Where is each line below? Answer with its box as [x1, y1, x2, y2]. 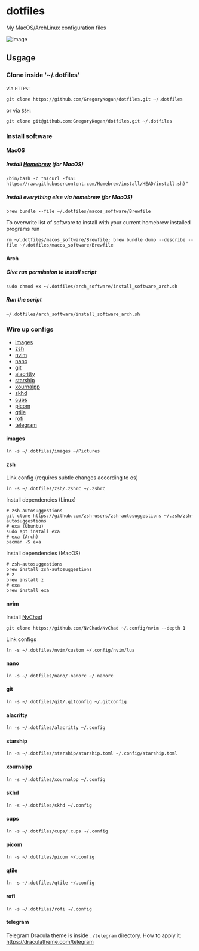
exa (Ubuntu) [11, 524, 44, 530]
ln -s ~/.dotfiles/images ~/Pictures [6, 448, 100, 454]
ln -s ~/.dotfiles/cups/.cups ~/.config [6, 828, 109, 834]
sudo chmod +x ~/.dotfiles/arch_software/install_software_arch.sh [6, 283, 178, 290]
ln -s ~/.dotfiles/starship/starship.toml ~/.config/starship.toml [6, 751, 178, 756]
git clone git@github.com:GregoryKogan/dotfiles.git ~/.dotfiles [6, 118, 172, 124]
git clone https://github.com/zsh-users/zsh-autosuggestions [6, 513, 162, 519]
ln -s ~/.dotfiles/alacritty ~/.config [6, 725, 106, 731]
